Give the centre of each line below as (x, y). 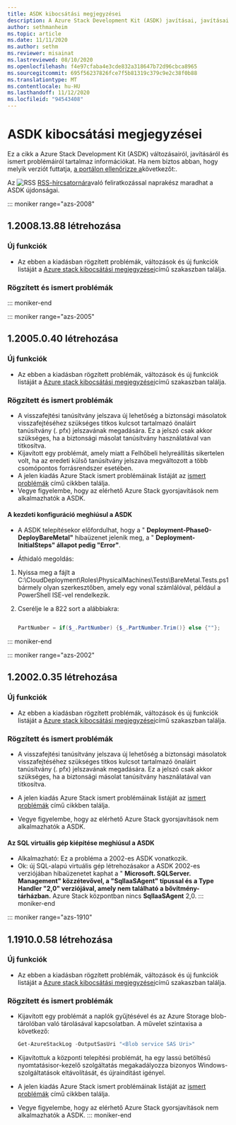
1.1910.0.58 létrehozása (60, 939)
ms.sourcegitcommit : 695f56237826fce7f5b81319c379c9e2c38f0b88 (102, 73)
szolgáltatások (39, 1073)
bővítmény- (182, 889)
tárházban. (34, 896)
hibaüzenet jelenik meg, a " (114, 537)
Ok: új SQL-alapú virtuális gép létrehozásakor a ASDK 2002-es (109, 866)
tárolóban (31, 1024)
